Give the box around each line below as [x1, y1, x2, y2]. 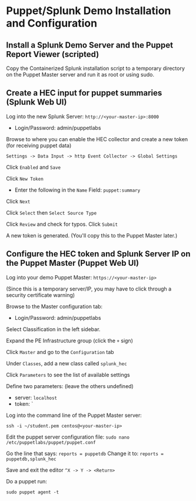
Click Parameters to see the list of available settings [6, 371, 131, 378]
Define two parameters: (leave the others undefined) [6, 382, 134, 389]
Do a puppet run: [6, 477, 47, 485]
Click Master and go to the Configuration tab [6, 348, 114, 355]
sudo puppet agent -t [6, 489, 59, 495]
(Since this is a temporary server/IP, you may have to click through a [6, 285, 172, 292]
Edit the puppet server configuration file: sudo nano [6, 433, 129, 440]
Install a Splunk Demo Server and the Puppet [6, 40, 174, 50]
